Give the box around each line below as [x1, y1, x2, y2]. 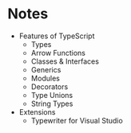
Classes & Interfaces [30, 57, 99, 66]
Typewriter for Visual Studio [30, 115, 123, 125]
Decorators [30, 81, 69, 92]
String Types [30, 99, 73, 108]
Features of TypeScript [18, 31, 95, 41]
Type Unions [30, 90, 73, 100]
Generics [30, 65, 62, 74]
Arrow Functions [30, 48, 85, 57]
